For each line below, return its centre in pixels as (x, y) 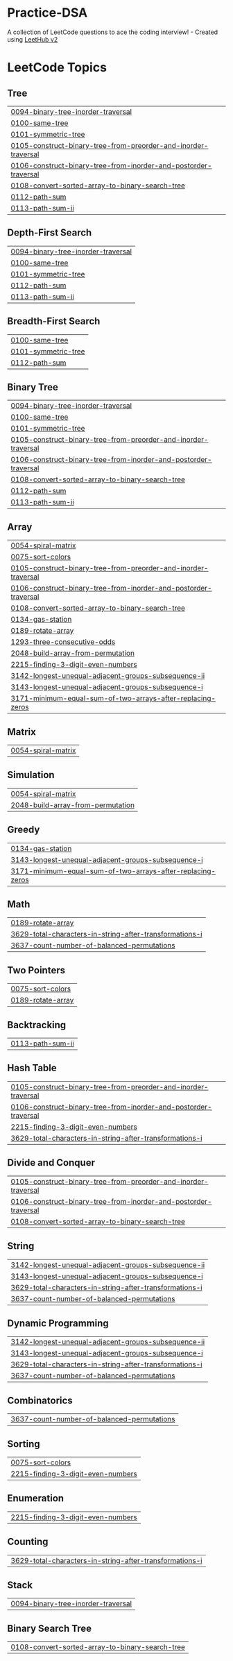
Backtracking (37, 1025)
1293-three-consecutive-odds (63, 642)
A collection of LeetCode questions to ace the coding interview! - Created (113, 32)
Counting (28, 1542)
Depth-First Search (50, 233)
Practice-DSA (48, 13)
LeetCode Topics (57, 68)
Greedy (24, 830)
